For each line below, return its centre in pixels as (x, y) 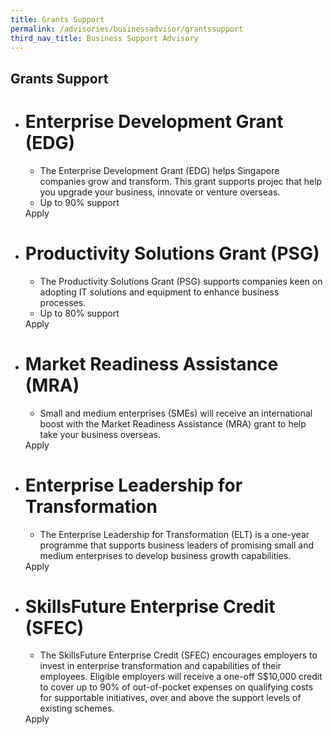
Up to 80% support (79, 313)
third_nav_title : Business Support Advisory (104, 38)
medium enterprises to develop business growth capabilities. (165, 555)
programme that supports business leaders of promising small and (176, 545)
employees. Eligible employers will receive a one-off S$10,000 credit (181, 677)
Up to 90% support (79, 202)
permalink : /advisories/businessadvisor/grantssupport (127, 29)
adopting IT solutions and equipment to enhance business (159, 292)
